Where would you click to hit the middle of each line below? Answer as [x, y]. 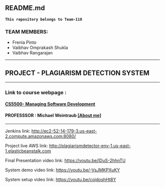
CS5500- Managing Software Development [50, 104]
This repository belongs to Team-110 [44, 19]
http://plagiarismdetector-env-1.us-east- [90, 146]
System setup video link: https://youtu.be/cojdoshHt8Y [61, 179]
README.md [25, 8]
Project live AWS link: [27, 146]
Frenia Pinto [24, 42]
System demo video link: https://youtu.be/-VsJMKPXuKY [63, 170]
